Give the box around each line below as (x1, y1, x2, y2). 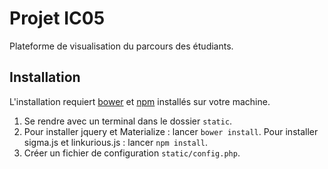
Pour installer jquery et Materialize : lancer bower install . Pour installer (23, 125, 319, 137)
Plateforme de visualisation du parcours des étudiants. (9, 40, 234, 52)
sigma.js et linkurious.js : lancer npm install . (23, 136, 209, 148)
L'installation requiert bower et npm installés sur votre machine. (9, 95, 271, 107)
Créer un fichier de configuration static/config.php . (23, 147, 241, 159)
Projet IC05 (9, 7, 106, 30)
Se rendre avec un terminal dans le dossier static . (23, 115, 233, 127)
